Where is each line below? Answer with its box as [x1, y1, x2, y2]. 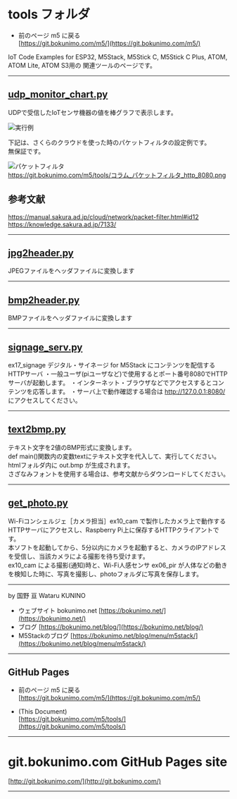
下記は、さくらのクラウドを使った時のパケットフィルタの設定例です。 [8, 138, 211, 147]
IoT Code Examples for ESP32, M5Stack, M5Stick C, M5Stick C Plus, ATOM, [8, 52, 228, 61]
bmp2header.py [8, 294, 80, 306]
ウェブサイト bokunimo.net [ [18, 606, 101, 614]
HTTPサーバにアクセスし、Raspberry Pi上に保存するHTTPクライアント [8, 525, 214, 534]
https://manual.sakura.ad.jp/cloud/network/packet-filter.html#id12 [8, 212, 199, 221]
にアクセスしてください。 [8, 396, 82, 404]
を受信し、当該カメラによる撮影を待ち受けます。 [8, 551, 150, 561]
